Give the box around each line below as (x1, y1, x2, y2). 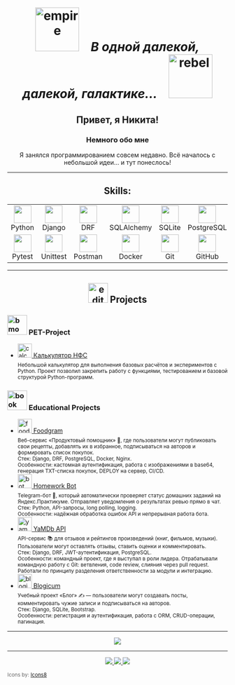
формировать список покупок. (17, 449, 94, 456)
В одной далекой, (90, 39, 200, 55)
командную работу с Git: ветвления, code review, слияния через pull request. (17, 561, 210, 568)
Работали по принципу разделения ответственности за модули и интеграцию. (17, 567, 213, 574)
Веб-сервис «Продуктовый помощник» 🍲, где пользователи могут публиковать (17, 437, 217, 445)
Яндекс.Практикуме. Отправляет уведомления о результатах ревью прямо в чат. (17, 499, 222, 506)
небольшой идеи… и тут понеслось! (64, 158, 171, 166)
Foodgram (33, 426, 63, 435)
